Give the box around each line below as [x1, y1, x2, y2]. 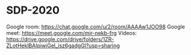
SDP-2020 [6, 4, 60, 17]
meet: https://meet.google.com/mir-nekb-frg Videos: [6, 29, 137, 36]
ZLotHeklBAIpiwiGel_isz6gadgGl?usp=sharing [6, 42, 120, 49]
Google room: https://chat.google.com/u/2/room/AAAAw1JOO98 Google [6, 23, 185, 30]
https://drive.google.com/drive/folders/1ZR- [6, 35, 115, 43]
